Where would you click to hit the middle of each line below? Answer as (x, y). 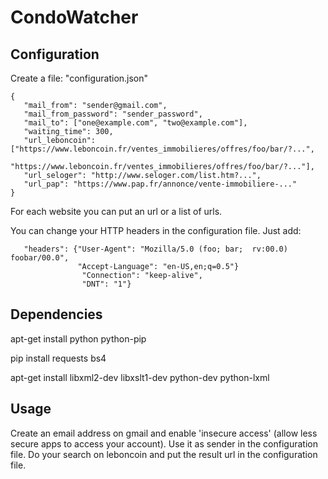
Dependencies (56, 314)
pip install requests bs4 (58, 358)
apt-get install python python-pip (78, 338)
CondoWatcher (74, 17)
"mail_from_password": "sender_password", (113, 114)
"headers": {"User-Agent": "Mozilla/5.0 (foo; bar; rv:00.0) (155, 249)
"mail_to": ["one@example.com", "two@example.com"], (135, 123)
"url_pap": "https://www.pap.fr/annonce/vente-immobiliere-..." (160, 184)
